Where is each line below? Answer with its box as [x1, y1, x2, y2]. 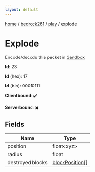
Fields [5, 120, 25, 128]
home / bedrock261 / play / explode [5, 21, 77, 27]
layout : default [5, 7, 38, 12]
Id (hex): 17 [5, 73, 28, 79]
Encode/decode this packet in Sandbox [5, 54, 85, 60]
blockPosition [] [52, 159, 88, 166]
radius [7, 151, 22, 158]
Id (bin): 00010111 [5, 83, 40, 88]
